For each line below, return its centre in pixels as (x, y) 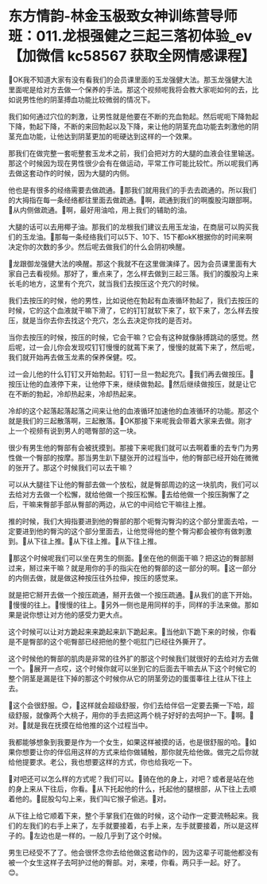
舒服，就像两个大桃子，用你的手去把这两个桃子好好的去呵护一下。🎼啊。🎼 (134, 715)
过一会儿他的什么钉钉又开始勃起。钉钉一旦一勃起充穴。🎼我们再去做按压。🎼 (131, 374)
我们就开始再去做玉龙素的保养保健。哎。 (74, 357)
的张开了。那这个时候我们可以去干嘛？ (71, 467)
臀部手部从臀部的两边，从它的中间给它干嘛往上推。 (126, 504)
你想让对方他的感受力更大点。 (78, 614)
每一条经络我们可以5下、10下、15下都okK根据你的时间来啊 (157, 236)
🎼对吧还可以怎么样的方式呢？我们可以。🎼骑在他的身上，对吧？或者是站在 (128, 779)
